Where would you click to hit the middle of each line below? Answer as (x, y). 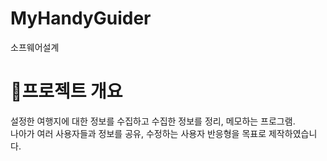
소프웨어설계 (35, 47)
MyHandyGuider (81, 18)
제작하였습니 (293, 133)
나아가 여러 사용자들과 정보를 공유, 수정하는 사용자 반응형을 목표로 (138, 133)
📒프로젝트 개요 (66, 91)
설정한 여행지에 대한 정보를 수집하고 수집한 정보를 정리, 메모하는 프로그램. (153, 121)
